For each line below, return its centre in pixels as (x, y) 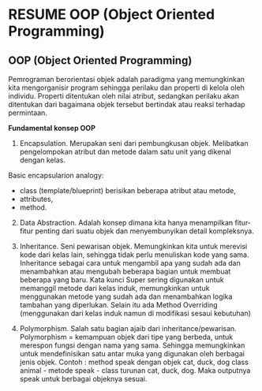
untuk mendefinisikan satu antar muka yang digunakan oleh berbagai (132, 354)
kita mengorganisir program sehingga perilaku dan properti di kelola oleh (126, 88)
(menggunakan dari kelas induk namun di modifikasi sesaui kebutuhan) (135, 313)
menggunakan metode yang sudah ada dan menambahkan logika (126, 296)
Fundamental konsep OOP (52, 128)
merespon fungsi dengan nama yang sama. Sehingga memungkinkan (132, 345)
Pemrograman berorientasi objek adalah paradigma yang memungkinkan (127, 79)
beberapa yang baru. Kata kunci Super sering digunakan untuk (122, 280)
